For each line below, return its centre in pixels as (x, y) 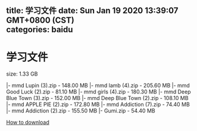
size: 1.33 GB (22, 74)
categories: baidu (40, 29)
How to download (28, 122)
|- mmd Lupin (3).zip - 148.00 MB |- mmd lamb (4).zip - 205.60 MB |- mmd (98, 86)
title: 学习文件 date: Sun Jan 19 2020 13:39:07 (92, 11)
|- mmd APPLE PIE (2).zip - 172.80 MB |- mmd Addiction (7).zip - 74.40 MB (98, 105)
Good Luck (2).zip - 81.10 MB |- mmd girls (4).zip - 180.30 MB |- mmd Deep (99, 92)
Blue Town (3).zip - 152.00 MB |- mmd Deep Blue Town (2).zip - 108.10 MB (97, 98)
